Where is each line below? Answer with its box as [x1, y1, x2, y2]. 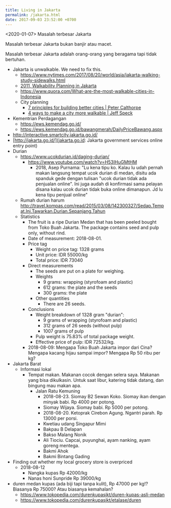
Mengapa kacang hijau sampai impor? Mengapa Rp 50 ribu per [28, 350, 161, 356]
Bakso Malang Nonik [43, 432, 87, 438]
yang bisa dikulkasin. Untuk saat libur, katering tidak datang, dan [28, 377, 164, 383]
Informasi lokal [20, 366, 52, 373]
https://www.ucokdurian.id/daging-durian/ [20, 153, 110, 160]
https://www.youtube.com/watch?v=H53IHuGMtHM [28, 159, 137, 165]
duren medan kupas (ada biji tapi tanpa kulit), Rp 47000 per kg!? [12, 481, 148, 487]
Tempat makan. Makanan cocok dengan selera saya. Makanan [28, 372, 160, 378]
